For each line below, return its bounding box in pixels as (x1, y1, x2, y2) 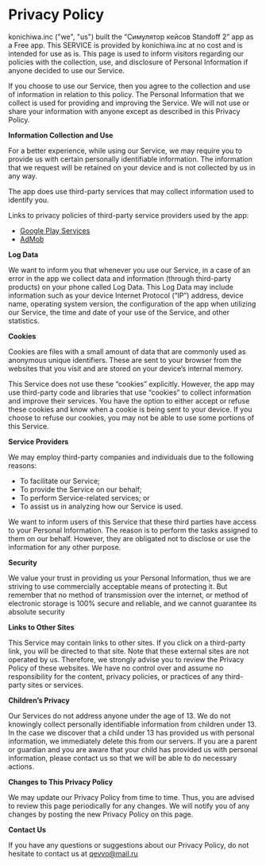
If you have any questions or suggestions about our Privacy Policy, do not (8, 840, 249, 849)
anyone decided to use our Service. (8, 65, 125, 75)
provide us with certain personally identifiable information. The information (8, 154, 253, 164)
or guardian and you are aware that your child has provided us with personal (8, 744, 258, 754)
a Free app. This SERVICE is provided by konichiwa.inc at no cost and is (8, 40, 243, 49)
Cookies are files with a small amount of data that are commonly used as (8, 346, 246, 356)
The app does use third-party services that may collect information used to (8, 186, 254, 196)
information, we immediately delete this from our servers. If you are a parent (8, 736, 258, 746)
